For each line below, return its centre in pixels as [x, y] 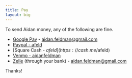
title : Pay [17, 10]
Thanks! [14, 71]
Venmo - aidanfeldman [37, 55]
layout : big [18, 15]
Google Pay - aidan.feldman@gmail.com [55, 39]
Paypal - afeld [27, 44]
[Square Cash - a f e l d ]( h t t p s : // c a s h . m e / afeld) [61, 50]
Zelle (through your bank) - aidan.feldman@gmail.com [70, 61]
